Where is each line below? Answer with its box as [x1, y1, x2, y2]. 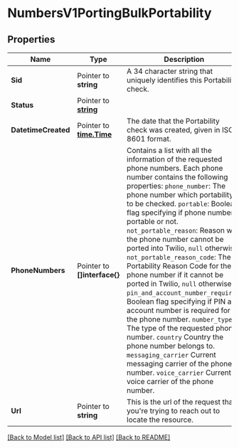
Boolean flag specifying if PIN [127, 297, 226, 306]
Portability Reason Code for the [127, 261, 232, 271]
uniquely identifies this [127, 75, 203, 85]
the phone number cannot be [127, 235, 224, 244]
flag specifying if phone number [127, 208, 234, 218]
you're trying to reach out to [127, 406, 221, 415]
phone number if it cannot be [127, 270, 224, 279]
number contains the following [127, 172, 228, 182]
